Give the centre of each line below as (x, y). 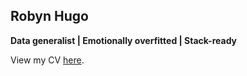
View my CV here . (47, 60)
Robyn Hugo (49, 16)
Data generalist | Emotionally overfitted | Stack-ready (124, 40)
